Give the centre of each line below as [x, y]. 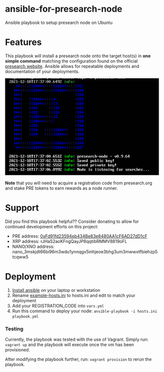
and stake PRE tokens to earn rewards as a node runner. [61, 188]
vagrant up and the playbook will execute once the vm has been [70, 345]
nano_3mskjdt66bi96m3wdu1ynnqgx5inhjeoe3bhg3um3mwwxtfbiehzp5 [85, 252]
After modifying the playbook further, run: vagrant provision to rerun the [79, 359]
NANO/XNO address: [33, 246]
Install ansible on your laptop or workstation [56, 290]
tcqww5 [20, 257]
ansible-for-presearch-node [64, 9]
